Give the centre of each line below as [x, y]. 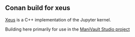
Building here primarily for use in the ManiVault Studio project [67, 29]
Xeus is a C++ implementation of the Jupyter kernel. [58, 19]
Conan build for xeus [38, 8]
